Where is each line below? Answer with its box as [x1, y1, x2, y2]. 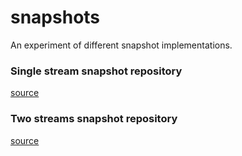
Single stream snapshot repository [10, 64, 183, 78]
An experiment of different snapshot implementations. [10, 39, 233, 51]
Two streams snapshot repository [10, 112, 178, 126]
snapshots [10, 6, 101, 29]
